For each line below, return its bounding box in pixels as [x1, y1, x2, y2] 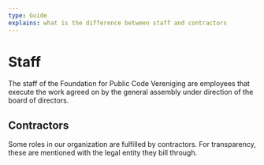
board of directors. [8, 96, 69, 105]
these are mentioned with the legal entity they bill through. [8, 148, 198, 158]
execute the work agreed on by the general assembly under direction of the [8, 88, 254, 97]
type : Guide [8, 11, 47, 20]
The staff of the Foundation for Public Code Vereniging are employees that [8, 79, 251, 88]
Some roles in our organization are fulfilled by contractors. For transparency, [8, 140, 256, 149]
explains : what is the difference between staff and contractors [8, 19, 227, 27]
